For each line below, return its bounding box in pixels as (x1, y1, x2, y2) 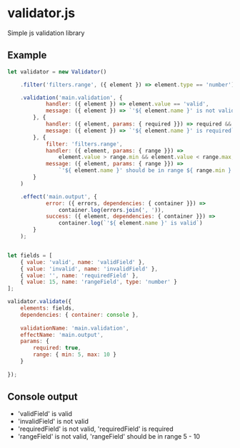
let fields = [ (7, 252, 53, 259)
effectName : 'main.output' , (20, 331, 104, 338)
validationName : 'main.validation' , (20, 325, 130, 332)
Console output (7, 391, 78, 403)
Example (7, 49, 47, 61)
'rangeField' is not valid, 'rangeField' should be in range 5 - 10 (17, 432, 200, 441)
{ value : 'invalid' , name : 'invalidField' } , (20, 265, 159, 273)
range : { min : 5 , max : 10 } (33, 351, 116, 358)
